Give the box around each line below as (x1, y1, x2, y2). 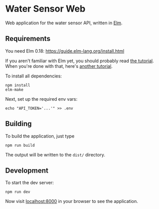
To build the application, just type (5, 133, 75, 139)
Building (5, 119, 32, 128)
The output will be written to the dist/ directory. (5, 151, 105, 157)
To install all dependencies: (5, 73, 62, 79)
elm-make (5, 87, 24, 92)
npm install (5, 82, 30, 88)
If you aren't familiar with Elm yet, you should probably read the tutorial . (5, 58, 154, 64)
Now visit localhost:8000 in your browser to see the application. (5, 198, 138, 204)
